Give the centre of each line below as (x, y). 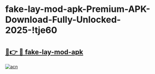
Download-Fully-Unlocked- (63, 20)
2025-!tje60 (31, 30)
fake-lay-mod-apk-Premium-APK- (78, 9)
